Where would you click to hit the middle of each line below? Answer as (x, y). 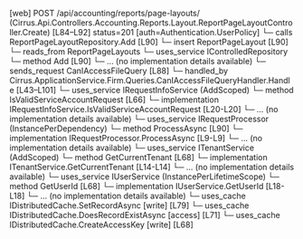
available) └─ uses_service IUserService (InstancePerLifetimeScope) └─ (145, 177)
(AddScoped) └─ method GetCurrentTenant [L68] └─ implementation (139, 157)
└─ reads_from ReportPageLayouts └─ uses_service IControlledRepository (149, 52)
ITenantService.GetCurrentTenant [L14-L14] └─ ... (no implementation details (152, 167)
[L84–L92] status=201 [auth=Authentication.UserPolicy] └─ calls (172, 32)
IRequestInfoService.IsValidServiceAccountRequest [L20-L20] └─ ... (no (144, 109)
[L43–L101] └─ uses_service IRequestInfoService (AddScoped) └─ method (155, 90)
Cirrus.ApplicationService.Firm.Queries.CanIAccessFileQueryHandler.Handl (150, 80)
